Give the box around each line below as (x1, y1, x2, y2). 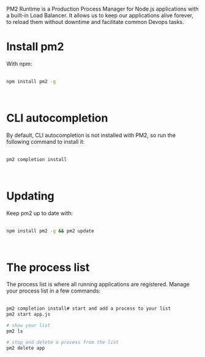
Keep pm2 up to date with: (6, 209, 73, 217)
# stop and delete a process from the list (6, 339, 119, 345)
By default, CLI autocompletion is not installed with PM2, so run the (6, 131, 176, 139)
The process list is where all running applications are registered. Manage (6, 281, 190, 288)
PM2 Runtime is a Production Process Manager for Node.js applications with (6, 6, 199, 12)
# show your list (6, 323, 51, 329)
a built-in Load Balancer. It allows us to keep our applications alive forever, (6, 12, 194, 19)
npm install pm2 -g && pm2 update (6, 227, 95, 234)
